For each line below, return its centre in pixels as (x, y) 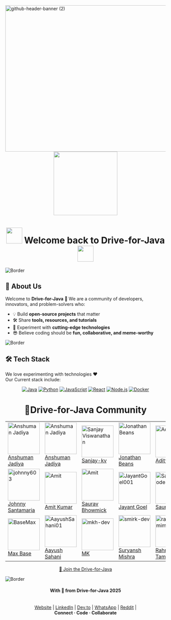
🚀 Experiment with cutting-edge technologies (61, 327)
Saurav (90, 503)
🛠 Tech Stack (27, 359)
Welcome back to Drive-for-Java (95, 241)
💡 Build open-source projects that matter (56, 314)
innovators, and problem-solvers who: (45, 304)
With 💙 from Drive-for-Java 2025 (85, 590)
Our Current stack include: (33, 379)
